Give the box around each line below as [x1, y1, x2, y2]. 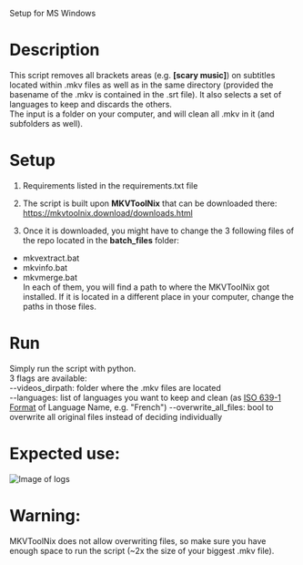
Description [9, 40, 100, 60]
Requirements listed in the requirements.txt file [22, 180, 198, 190]
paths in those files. [22, 301, 97, 312]
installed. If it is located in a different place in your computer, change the [22, 291, 294, 302]
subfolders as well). [9, 118, 84, 128]
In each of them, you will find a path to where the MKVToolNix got [22, 282, 270, 293]
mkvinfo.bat [22, 262, 68, 272]
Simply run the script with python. [9, 363, 136, 374]
